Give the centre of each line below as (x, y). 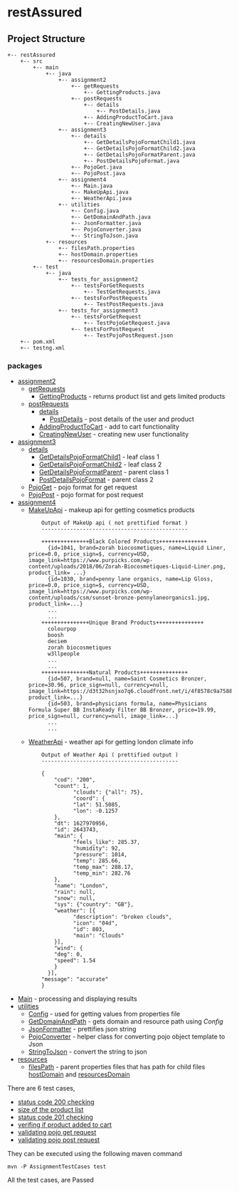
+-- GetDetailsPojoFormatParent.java (139, 155)
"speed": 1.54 (75, 961)
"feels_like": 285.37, (107, 842)
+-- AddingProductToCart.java (128, 118)
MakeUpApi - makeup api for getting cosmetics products (111, 510)
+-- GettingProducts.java (122, 93)
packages (25, 365)
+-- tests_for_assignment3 (98, 311)
